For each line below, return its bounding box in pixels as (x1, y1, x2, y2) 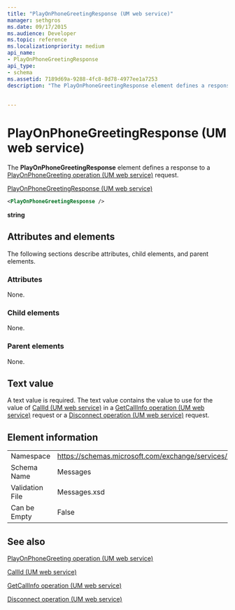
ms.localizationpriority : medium (7, 43, 105, 50)
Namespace (10, 452, 51, 461)
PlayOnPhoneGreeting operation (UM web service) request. (7, 170, 179, 179)
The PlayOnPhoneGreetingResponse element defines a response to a (7, 163, 211, 172)
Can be (10, 503, 35, 513)
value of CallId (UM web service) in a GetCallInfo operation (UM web (7, 404, 205, 412)
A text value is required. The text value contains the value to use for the (7, 396, 213, 405)
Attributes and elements (7, 231, 115, 243)
